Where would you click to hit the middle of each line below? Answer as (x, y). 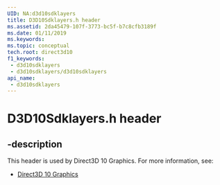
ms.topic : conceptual (39, 46)
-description (35, 144)
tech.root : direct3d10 (40, 53)
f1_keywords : (26, 59)
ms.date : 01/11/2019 (37, 33)
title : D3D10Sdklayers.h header (54, 20)
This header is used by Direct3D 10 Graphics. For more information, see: (110, 161)
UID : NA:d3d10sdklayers (42, 14)
